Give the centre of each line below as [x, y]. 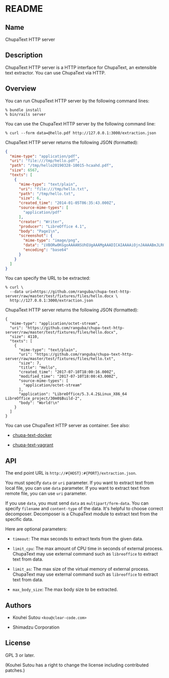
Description [24, 55]
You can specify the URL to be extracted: [48, 278]
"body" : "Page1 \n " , [39, 231]
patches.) [15, 670]
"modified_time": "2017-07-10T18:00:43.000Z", [68, 377]
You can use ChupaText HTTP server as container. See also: [67, 426]
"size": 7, [30, 363]
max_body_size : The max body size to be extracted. [65, 589]
